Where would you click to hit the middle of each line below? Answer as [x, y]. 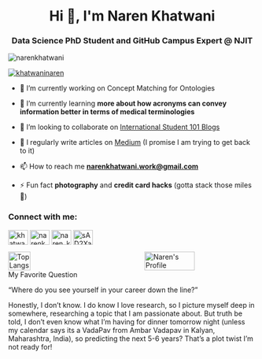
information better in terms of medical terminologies [107, 112]
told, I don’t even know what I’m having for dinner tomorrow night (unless [127, 321]
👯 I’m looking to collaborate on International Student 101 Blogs [120, 127]
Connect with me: [43, 217]
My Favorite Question [43, 274]
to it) [27, 151]
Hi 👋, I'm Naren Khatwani [132, 16]
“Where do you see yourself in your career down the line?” [103, 290]
